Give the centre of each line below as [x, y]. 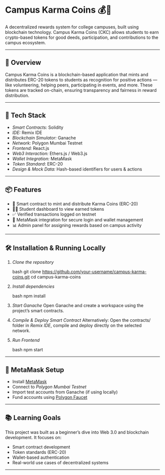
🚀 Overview [23, 63]
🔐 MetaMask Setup [35, 370]
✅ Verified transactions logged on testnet [54, 214]
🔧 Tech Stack [26, 116]
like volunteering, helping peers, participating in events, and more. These [79, 85]
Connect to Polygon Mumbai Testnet [49, 387]
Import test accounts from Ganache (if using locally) [65, 392]
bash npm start [27, 350]
